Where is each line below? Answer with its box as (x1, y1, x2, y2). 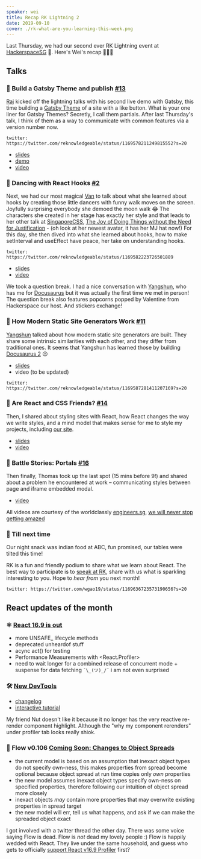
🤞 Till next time (6, 530, 51, 538)
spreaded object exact (14, 815, 71, 822)
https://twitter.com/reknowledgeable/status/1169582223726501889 (6, 254, 173, 260)
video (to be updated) (14, 368, 69, 376)
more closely (14, 789, 48, 796)
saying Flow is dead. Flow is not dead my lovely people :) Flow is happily (6, 833, 187, 840)
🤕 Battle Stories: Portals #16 (6, 459, 89, 467)
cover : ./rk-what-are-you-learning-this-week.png (6, 25, 134, 32)
